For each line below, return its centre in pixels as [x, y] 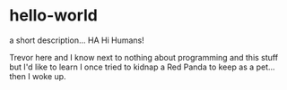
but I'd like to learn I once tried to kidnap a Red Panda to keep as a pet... [142, 67]
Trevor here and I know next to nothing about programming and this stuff [144, 57]
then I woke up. [38, 76]
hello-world [54, 16]
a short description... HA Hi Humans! [77, 40]
